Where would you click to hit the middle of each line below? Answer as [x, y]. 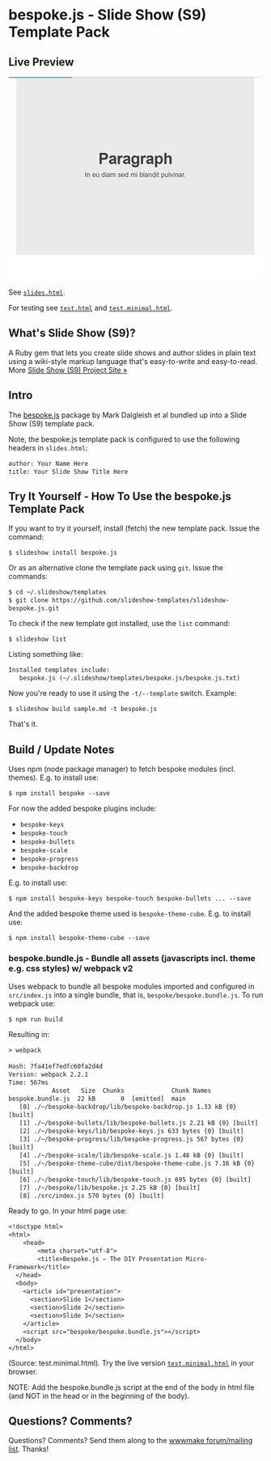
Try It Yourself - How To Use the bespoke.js [120, 496]
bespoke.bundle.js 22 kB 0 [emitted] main [97, 1099]
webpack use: [32, 1003]
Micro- [197, 1259]
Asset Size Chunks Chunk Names [131, 1090]
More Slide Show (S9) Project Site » [68, 370]
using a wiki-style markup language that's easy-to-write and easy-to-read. [133, 361]
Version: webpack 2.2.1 [49, 1074]
